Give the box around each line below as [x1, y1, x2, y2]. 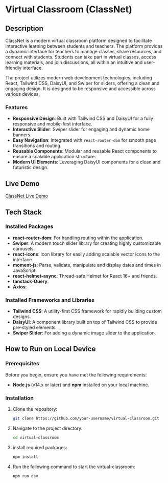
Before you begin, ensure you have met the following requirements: [5, 371, 147, 377]
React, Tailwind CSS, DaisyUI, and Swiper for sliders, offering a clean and [5, 80, 160, 86]
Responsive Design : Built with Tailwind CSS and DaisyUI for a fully [12, 115, 153, 121]
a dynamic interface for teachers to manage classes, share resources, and [5, 49, 162, 54]
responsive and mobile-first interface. [12, 121, 92, 127]
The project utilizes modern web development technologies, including [5, 75, 152, 80]
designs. [12, 313, 31, 320]
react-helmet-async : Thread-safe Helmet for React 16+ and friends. [12, 272, 157, 279]
